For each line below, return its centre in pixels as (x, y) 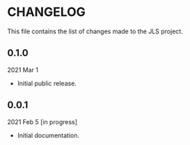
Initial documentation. (48, 135)
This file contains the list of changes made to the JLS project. (95, 31)
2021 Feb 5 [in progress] (42, 121)
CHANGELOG (46, 12)
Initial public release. (47, 83)
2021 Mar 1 (23, 69)
